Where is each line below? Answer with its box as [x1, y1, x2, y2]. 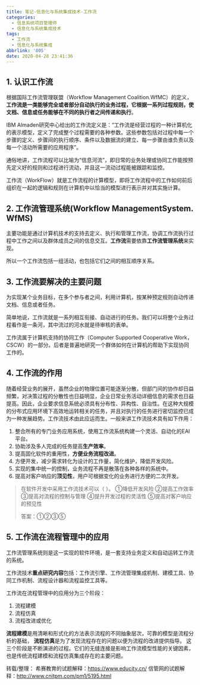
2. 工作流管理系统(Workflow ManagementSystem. [6, 203, 193, 213]
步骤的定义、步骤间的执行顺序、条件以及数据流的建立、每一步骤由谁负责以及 [6, 136, 194, 143]
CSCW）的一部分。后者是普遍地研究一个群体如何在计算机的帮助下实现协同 [6, 341, 189, 348]
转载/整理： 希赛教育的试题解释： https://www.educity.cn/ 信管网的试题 [6, 665, 180, 672]
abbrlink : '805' [6, 48, 46, 54]
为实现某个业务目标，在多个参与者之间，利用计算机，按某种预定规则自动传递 [6, 293, 194, 301]
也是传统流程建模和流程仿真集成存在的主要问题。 [6, 652, 126, 659]
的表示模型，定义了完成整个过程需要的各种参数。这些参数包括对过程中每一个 [6, 129, 194, 136]
